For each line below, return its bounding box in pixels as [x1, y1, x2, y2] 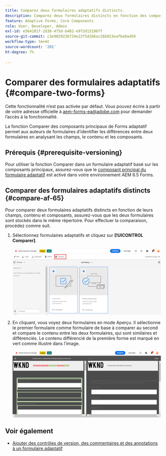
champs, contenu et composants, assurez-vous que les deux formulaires [5, 212, 154, 218]
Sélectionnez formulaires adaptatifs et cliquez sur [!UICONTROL [12, 232, 143, 238]
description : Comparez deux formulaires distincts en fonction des [5, 13, 147, 18]
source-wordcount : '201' [5, 44, 56, 49]
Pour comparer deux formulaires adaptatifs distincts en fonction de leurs [5, 207, 153, 213]
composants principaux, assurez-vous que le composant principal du [5, 167, 146, 173]
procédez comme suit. [5, 223, 51, 229]
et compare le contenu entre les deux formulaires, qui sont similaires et [12, 330, 157, 336]
